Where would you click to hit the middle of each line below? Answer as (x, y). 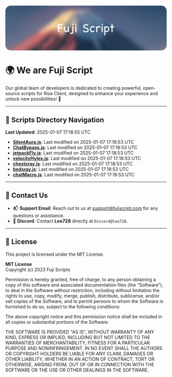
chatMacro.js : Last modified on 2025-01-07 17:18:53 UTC (73, 175)
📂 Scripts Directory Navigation (55, 120)
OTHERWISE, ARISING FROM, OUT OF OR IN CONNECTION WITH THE (80, 364)
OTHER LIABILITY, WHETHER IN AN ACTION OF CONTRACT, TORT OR (80, 359)
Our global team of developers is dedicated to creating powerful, (73, 88)
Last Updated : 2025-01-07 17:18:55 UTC (48, 132)
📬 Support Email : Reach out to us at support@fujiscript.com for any (85, 208)
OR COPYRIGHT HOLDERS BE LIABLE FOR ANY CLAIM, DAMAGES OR (79, 353)
